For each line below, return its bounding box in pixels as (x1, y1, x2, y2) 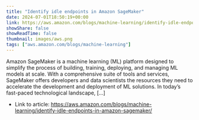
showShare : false (6, 25, 49, 31)
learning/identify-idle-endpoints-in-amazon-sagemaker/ (14, 107, 152, 114)
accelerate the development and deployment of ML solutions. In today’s (6, 83, 181, 90)
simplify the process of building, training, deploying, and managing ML (6, 64, 178, 71)
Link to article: (14, 100, 50, 108)
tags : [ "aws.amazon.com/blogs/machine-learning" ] (6, 42, 131, 48)
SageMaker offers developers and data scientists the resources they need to (6, 76, 193, 83)
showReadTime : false (6, 31, 57, 37)
